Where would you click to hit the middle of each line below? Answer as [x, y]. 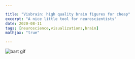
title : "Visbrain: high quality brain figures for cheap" [68, 14]
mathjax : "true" [22, 33]
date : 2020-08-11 [24, 23]
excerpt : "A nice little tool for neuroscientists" [61, 19]
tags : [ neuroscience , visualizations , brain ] [52, 28]
